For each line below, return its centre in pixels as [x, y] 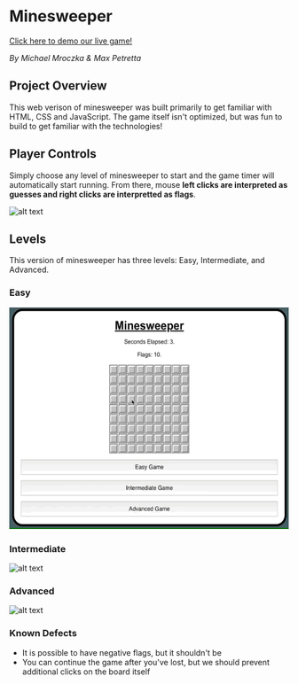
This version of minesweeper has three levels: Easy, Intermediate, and [137, 260]
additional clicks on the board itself [86, 672]
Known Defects [43, 633]
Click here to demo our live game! [71, 41]
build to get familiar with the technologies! [86, 126]
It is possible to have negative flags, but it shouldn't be [122, 652]
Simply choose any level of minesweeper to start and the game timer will [142, 175]
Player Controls [53, 154]
